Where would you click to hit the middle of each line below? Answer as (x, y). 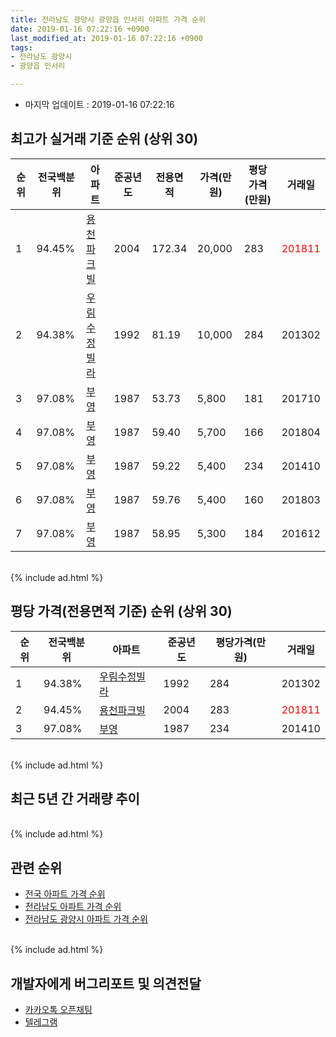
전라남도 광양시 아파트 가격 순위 (86, 919)
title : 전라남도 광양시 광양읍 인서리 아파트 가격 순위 (108, 19)
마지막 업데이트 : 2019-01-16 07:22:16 (99, 104)
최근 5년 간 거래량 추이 (75, 799)
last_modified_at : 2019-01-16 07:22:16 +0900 (106, 38)
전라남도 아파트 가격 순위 (73, 907)
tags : (21, 47)
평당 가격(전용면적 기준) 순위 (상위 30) (121, 611)
